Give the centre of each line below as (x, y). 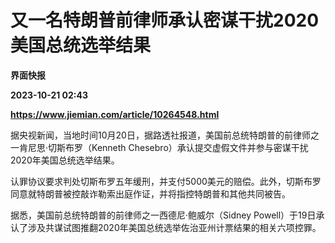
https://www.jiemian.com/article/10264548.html (115, 114)
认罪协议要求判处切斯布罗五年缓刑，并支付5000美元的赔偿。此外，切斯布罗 (166, 181)
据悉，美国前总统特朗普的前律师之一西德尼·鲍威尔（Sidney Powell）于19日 (163, 215)
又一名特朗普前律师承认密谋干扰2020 (165, 20)
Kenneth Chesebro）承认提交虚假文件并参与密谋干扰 (200, 147)
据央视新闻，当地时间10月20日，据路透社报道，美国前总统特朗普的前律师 (160, 135)
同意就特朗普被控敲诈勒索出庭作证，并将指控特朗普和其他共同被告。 (150, 193)
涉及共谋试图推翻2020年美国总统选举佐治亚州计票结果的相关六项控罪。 (174, 227)
